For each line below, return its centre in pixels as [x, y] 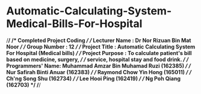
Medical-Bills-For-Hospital [74, 24]
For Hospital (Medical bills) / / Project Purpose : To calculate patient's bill [99, 53]
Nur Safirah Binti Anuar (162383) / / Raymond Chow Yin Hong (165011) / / [99, 72]
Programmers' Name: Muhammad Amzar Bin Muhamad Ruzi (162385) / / [99, 66]
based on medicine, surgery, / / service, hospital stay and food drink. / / [97, 59]
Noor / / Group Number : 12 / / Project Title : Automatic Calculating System [101, 47]
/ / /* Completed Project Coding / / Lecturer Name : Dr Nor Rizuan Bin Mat [99, 40]
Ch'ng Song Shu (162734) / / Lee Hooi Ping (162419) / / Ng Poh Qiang [94, 78]
